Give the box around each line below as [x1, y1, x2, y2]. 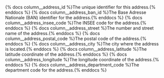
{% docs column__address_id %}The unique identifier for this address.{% [5, 4, 156, 10]
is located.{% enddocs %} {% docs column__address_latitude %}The [5, 46, 147, 52]
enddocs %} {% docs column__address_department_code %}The [5, 62, 139, 68]
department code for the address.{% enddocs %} [5, 67, 107, 73]
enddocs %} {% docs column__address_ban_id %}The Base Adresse [5, 9, 147, 15]
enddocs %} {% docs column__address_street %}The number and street [5, 25, 154, 31]
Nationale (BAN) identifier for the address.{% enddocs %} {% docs [5, 15, 143, 20]
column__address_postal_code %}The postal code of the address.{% [5, 36, 147, 41]
